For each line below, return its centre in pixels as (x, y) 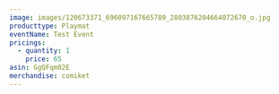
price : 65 (44, 59)
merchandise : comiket (50, 76)
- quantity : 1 (44, 51)
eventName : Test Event (52, 34)
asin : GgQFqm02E (39, 68)
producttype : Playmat (50, 26)
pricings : (28, 43)
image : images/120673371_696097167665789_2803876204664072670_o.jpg (140, 17)
